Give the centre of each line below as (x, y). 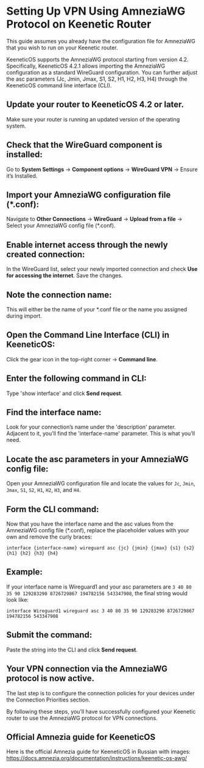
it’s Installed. (22, 176)
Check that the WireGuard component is (84, 145)
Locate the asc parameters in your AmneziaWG (97, 459)
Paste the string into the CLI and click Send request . (72, 650)
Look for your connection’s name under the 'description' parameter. (91, 427)
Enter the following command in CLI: (77, 379)
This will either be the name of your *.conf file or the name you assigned (97, 309)
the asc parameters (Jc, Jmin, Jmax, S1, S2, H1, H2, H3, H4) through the (97, 79)
